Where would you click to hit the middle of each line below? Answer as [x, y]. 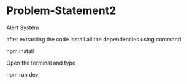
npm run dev [22, 74]
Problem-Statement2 [61, 11]
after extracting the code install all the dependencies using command [94, 39]
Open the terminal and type [41, 63]
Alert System [23, 27]
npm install [20, 51]
